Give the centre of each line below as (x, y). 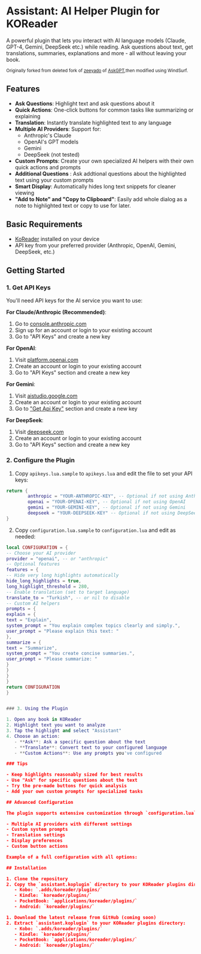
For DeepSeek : (25, 420)
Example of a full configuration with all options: (72, 857)
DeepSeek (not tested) (52, 154)
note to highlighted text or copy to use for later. (73, 205)
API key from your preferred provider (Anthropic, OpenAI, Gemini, (95, 245)
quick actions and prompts (48, 167)
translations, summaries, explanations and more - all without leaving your (96, 53)
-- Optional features (33, 564)
